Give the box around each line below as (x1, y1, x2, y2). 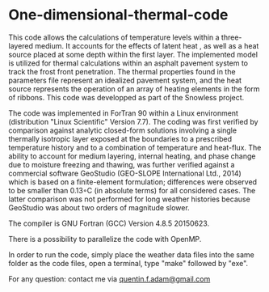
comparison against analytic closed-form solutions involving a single (8, 125, 237, 135)
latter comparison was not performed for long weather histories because (8, 194, 250, 204)
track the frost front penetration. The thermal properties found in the (8, 66, 236, 76)
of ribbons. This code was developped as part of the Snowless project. (8, 92, 245, 102)
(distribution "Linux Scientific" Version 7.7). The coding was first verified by (8, 116, 258, 126)
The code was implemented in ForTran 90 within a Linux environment (8, 108, 238, 118)
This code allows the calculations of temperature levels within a (8, 32, 220, 42)
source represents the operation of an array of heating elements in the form (8, 83, 260, 94)
